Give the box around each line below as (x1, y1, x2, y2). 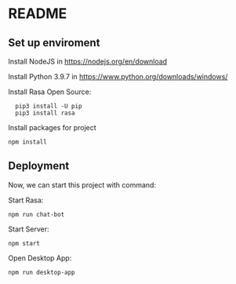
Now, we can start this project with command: (8, 180, 157, 189)
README (8, 5, 67, 23)
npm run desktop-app (8, 268, 76, 276)
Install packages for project (8, 123, 96, 132)
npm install (8, 138, 47, 146)
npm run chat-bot (8, 210, 65, 218)
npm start (8, 239, 41, 247)
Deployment (8, 159, 70, 173)
